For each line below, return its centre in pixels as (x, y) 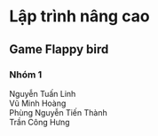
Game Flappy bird (59, 49)
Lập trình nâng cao (79, 16)
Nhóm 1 (26, 75)
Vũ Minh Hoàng (38, 103)
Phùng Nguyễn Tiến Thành (59, 112)
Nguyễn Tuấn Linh (43, 93)
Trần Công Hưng (39, 122)
